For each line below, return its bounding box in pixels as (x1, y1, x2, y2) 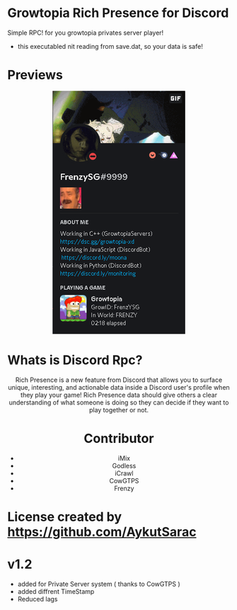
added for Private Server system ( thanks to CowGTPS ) (17, 580, 180, 588)
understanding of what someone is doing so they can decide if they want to (8, 398, 229, 407)
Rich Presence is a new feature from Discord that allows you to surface (15, 375, 223, 384)
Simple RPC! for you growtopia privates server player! (7, 28, 164, 37)
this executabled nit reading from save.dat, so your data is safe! (17, 42, 203, 50)
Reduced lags (17, 594, 58, 603)
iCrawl (115, 469, 134, 478)
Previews (7, 67, 64, 83)
